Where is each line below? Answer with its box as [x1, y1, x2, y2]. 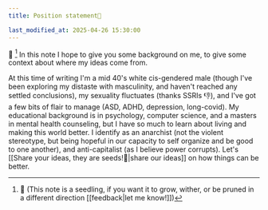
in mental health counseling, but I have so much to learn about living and [8, 119, 247, 129]
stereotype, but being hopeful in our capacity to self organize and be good [8, 137, 254, 146]
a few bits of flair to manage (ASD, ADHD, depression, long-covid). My [8, 102, 239, 112]
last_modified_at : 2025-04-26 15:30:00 [8, 26, 141, 34]
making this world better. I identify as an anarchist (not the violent [8, 128, 224, 137]
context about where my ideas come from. [8, 57, 148, 68]
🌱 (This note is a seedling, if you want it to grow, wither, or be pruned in [19, 184, 254, 194]
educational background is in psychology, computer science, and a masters [8, 111, 257, 121]
